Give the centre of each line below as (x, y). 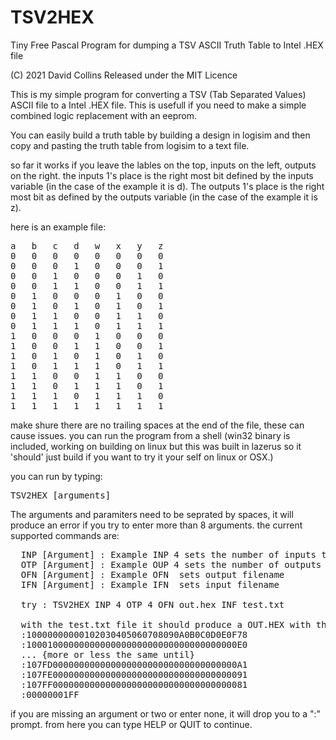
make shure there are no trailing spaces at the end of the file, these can (157, 425)
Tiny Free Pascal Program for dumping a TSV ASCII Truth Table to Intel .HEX (167, 45)
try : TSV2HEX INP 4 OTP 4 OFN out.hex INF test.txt (152, 604)
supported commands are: (65, 535)
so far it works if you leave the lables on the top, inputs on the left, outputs (163, 165)
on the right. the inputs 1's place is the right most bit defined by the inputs (162, 175)
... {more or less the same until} (108, 654)
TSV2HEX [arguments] (61, 495)
